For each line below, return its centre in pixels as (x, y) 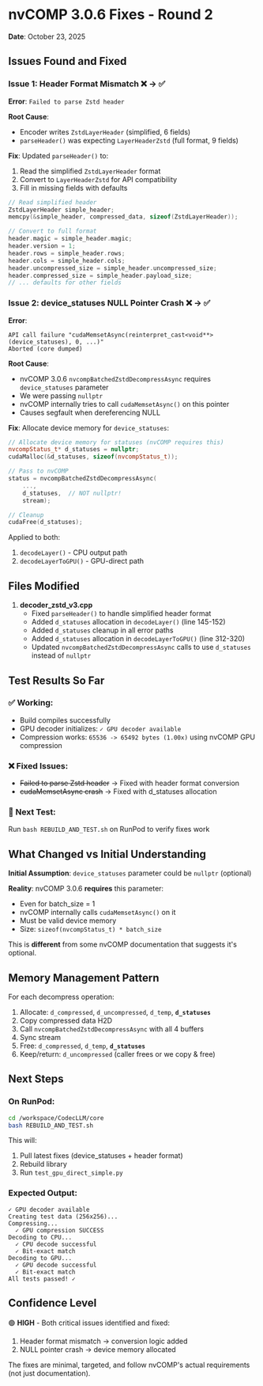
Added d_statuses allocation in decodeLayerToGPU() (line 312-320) (138, 639)
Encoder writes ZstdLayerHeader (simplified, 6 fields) (105, 131)
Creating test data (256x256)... (63, 1217)
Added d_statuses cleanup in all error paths (102, 630)
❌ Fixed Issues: (38, 765)
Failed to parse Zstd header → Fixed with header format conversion (129, 783)
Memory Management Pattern (84, 978)
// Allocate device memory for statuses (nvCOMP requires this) (116, 442)
